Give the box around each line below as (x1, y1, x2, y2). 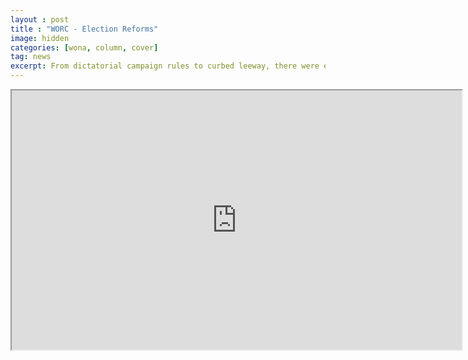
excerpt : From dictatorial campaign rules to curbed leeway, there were (10, 61, 320, 71)
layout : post (10, 14, 70, 25)
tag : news (10, 52, 52, 62)
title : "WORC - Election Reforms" (10, 24, 159, 34)
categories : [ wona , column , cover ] (10, 42, 159, 53)
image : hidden (10, 33, 70, 43)
